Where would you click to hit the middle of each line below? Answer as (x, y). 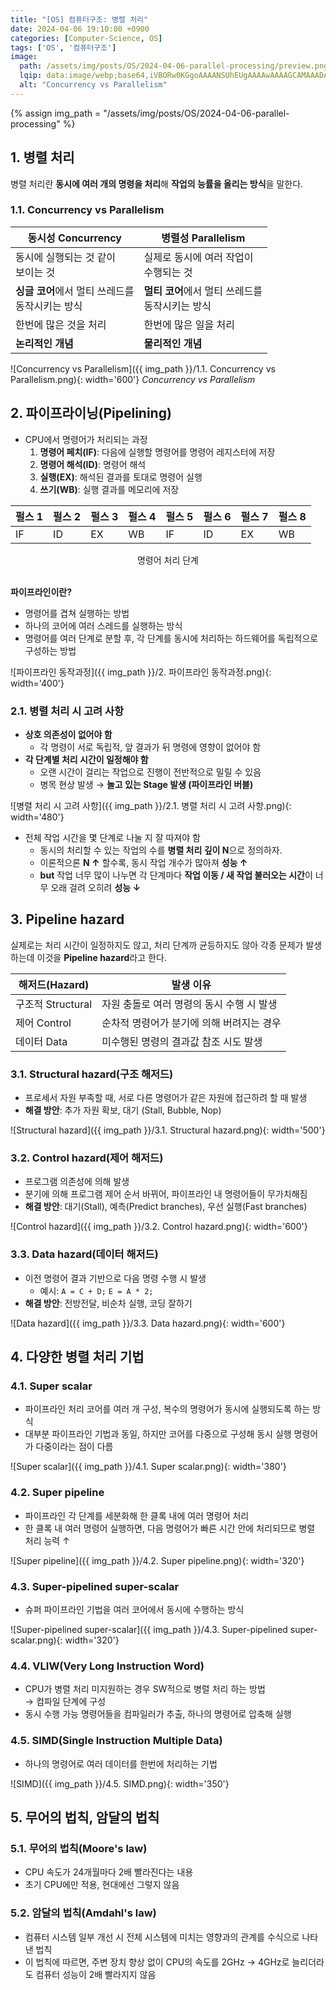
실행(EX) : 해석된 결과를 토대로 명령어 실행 (121, 477)
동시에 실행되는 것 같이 (66, 257)
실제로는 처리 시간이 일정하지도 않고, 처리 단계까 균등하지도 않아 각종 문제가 (157, 945)
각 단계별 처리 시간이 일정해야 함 (86, 759)
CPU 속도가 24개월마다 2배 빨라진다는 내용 (109, 1872)
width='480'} (37, 817)
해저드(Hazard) (54, 984)
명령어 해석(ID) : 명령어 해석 (93, 464)
